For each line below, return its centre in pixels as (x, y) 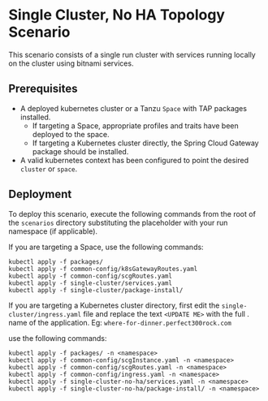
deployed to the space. (71, 134)
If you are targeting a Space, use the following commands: (106, 247)
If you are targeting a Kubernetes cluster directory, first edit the (114, 305)
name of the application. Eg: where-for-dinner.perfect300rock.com (120, 322)
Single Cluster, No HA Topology (117, 15)
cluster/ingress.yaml (45, 314)
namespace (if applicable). (53, 231)
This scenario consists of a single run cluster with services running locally (132, 54)
